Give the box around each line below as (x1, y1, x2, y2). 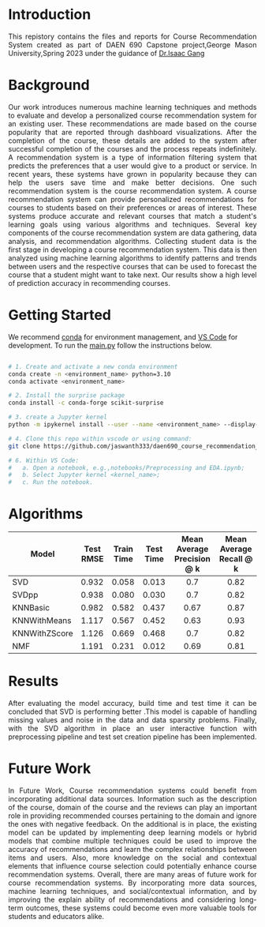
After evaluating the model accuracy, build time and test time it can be (8, 699, 257, 708)
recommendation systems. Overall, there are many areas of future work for (8, 870, 257, 879)
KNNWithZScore (12, 628, 73, 639)
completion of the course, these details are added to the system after (8, 136, 257, 145)
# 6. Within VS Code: (8, 456, 80, 464)
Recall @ (218, 554, 253, 565)
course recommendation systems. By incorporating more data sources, (8, 878, 257, 888)
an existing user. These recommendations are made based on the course (8, 118, 257, 128)
